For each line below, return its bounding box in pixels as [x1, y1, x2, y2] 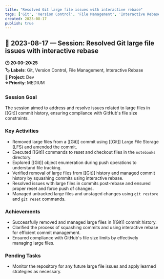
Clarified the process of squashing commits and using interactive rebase [12, 224, 159, 230]
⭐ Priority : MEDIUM [5, 80, 45, 86]
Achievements [5, 208, 41, 215]
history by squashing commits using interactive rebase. [12, 175, 123, 181]
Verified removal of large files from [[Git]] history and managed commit [12, 170, 155, 176]
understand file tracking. [12, 164, 62, 170]
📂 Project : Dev [5, 74, 34, 80]
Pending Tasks [5, 252, 41, 259]
